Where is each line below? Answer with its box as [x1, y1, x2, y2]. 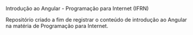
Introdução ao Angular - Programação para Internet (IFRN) [5, 5, 150, 12]
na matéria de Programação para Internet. [5, 23, 108, 29]
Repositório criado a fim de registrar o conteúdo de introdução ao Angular [5, 16, 187, 23]
